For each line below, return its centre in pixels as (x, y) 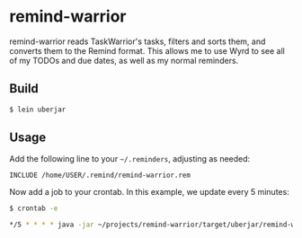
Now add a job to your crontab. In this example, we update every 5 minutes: (149, 192)
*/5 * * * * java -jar (52, 225)
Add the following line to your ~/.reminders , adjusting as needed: (130, 159)
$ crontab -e (34, 208)
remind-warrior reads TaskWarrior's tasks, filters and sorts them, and (138, 41)
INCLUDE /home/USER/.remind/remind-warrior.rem (100, 176)
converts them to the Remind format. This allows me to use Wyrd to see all (147, 50)
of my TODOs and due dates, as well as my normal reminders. (124, 60)
